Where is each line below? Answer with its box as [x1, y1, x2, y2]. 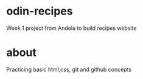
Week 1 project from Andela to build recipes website [6, 24, 137, 32]
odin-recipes [6, 4, 73, 18]
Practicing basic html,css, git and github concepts [6, 66, 132, 73]
